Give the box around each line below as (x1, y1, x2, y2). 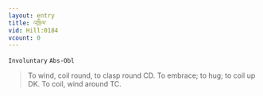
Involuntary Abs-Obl (8, 57, 75, 65)
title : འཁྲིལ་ (8, 19, 47, 27)
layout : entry (8, 11, 56, 20)
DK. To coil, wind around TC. (27, 79, 122, 89)
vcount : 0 (8, 33, 41, 42)
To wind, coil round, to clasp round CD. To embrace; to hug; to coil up (27, 71, 256, 80)
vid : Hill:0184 (8, 26, 59, 34)
